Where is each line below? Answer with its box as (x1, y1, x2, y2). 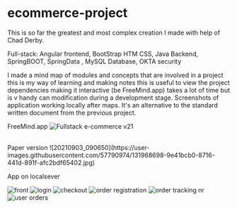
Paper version (7, 143, 48, 151)
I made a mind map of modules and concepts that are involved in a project (7, 71, 224, 79)
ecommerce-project (7, 5, 128, 21)
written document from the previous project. (7, 108, 137, 117)
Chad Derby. (7, 35, 45, 44)
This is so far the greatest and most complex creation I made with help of (7, 28, 221, 37)
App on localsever (7, 172, 60, 180)
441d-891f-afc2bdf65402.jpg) (7, 158, 96, 167)
